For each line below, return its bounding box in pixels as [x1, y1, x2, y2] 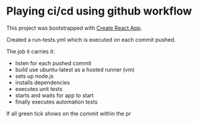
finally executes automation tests [15, 98, 98, 105]
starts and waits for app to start [15, 91, 94, 99]
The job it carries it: [6, 47, 55, 55]
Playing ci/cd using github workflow [6, 4, 193, 18]
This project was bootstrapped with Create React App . [6, 24, 143, 32]
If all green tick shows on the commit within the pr [6, 110, 132, 117]
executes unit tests [15, 85, 63, 92]
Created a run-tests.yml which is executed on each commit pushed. [6, 36, 176, 43]
